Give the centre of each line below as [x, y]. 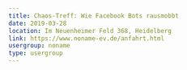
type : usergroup [36, 53]
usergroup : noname [39, 46]
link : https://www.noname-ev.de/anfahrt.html [86, 38]
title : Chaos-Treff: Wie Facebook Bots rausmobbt [94, 16]
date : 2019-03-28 [38, 23]
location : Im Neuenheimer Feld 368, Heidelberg [90, 31]
